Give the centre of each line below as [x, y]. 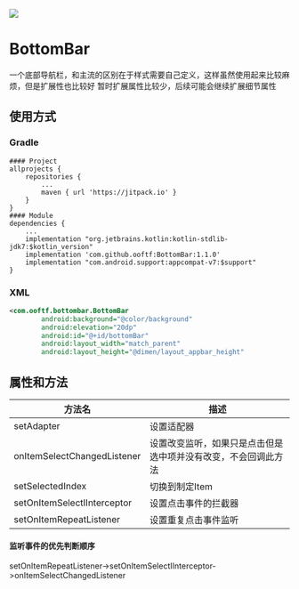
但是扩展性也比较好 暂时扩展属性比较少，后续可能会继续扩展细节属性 [150, 85]
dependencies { [37, 223]
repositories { [53, 177]
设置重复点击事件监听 [194, 520]
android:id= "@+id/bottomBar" [95, 335]
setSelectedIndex [50, 486]
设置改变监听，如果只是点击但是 [217, 443]
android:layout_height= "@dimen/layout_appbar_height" [143, 352]
